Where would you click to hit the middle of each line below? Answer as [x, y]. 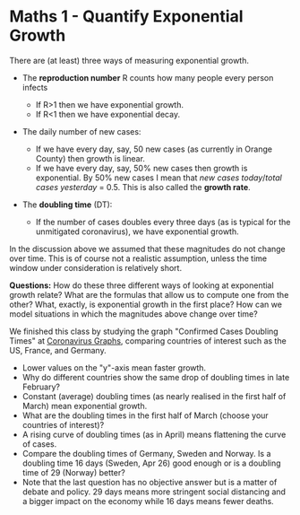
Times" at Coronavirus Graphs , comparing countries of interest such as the [148, 340]
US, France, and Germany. [58, 350]
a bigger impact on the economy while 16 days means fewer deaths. [148, 501]
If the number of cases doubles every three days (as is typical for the [163, 222]
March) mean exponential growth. [85, 406]
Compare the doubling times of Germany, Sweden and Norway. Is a [146, 453]
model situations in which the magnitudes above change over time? [133, 314]
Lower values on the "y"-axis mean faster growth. [114, 367]
